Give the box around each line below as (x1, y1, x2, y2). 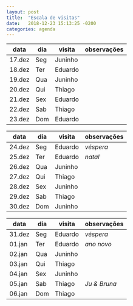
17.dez (9, 55, 30, 64)
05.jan (9, 280, 28, 288)
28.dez (9, 182, 30, 191)
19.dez (9, 76, 30, 84)
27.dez (9, 173, 30, 181)
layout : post (6, 9, 39, 15)
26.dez (9, 163, 30, 171)
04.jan (9, 269, 28, 278)
